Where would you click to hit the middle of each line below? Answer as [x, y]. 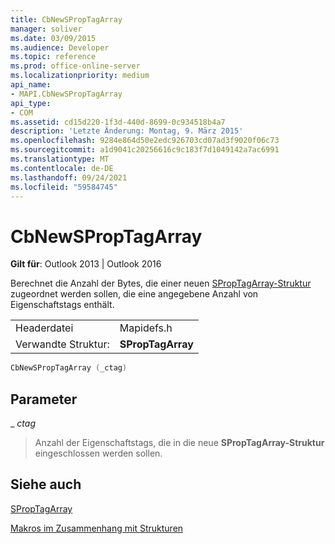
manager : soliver [46, 29]
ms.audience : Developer [60, 47]
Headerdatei [44, 328]
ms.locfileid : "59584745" [64, 187]
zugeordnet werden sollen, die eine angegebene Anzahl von [134, 294]
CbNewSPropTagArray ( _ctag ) [69, 368]
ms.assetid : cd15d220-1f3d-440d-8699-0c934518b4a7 [118, 122]
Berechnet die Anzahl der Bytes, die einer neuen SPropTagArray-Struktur [161, 283]
